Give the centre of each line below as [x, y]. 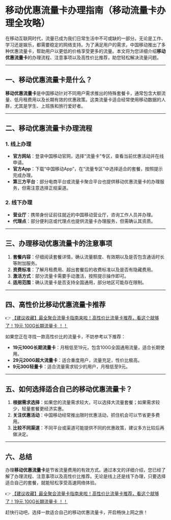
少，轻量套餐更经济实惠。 [39, 409]
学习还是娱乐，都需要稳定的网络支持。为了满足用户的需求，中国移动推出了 [83, 44]
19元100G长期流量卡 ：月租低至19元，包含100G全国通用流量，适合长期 [86, 348]
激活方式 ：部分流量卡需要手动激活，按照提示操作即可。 [70, 276]
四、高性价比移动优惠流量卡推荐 [55, 304]
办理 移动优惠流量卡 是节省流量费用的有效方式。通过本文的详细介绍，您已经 [83, 469]
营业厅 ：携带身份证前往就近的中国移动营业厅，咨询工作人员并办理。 [84, 214]
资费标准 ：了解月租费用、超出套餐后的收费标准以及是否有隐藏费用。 [84, 269]
